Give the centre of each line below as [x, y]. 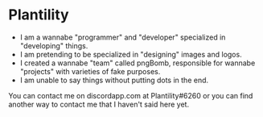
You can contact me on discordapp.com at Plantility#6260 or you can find [131, 95]
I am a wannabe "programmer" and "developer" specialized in [123, 37]
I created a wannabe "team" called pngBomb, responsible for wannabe [138, 63]
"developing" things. [54, 45]
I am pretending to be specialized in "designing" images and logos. [131, 54]
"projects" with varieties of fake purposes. [90, 71]
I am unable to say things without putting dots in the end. [114, 80]
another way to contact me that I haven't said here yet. [99, 104]
